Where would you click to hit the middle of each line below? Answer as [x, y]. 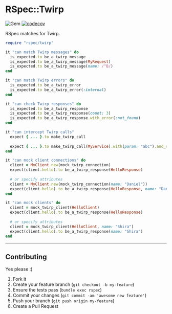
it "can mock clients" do [33, 203]
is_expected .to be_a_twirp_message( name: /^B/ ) [62, 66]
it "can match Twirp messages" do [42, 52]
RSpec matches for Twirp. [33, 33]
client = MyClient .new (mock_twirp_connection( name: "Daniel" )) [79, 184]
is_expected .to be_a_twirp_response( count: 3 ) [60, 114]
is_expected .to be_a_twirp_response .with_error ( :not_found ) [75, 118]
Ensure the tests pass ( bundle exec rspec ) [57, 290]
